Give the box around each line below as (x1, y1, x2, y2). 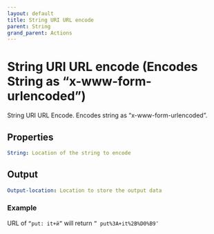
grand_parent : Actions (7, 29, 72, 37)
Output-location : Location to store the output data (7, 187, 162, 194)
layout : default (7, 10, 54, 17)
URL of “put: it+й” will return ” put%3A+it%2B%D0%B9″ (7, 219, 159, 227)
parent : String (7, 23, 51, 30)
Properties (7, 131, 54, 143)
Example (7, 203, 37, 213)
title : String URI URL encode (7, 17, 95, 23)
